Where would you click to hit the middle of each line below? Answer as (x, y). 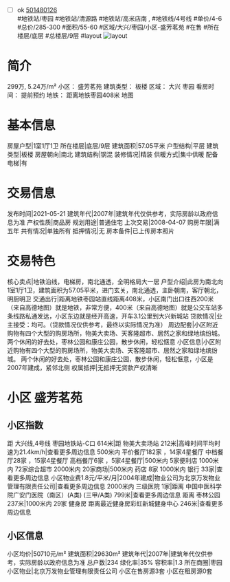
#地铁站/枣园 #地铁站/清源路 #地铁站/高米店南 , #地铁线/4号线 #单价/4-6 (119, 19)
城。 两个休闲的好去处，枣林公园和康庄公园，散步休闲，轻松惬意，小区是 (110, 359)
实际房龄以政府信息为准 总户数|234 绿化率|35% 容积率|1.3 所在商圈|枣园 (121, 562)
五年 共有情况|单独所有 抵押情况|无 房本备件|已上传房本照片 (91, 230)
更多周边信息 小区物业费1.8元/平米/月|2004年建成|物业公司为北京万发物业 (117, 477)
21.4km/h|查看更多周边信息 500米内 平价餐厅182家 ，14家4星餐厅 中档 (118, 452)
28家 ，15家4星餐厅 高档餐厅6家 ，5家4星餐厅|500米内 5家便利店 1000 (113, 460)
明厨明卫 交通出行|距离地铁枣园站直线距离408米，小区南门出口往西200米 (111, 299)
